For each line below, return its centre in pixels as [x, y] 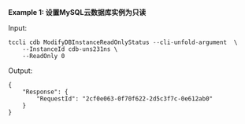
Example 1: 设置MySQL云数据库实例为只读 [77, 12]
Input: [18, 28]
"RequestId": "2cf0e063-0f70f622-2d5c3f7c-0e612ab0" [125, 99]
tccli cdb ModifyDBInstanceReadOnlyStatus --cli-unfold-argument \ [123, 42]
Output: [20, 71]
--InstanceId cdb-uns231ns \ [70, 49]
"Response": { [45, 92]
